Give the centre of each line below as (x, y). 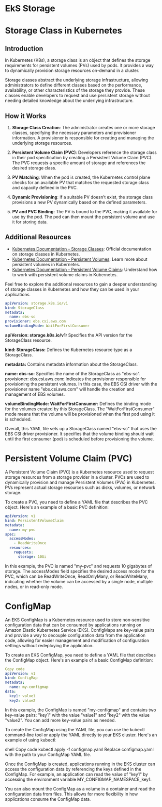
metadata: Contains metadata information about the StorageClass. (72, 364)
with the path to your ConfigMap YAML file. (48, 754)
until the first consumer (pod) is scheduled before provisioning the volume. (80, 439)
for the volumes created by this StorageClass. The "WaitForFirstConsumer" (80, 409)
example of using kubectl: (31, 740)
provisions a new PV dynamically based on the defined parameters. (79, 202)
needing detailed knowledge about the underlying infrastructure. (69, 101)
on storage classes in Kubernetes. (46, 254)
